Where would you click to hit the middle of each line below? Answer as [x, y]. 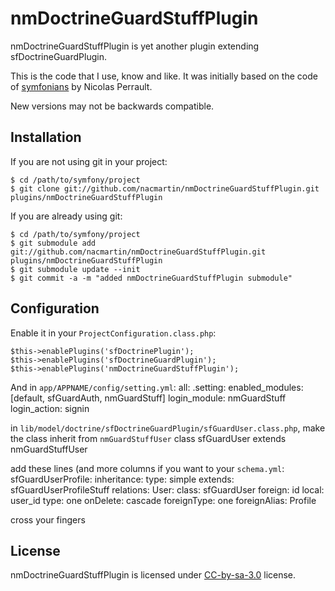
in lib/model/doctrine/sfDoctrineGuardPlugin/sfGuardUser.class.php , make [168, 428]
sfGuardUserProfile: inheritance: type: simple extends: [122, 479]
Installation [46, 137]
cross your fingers [48, 519]
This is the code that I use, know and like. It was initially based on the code [164, 76]
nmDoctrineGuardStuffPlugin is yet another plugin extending [135, 46]
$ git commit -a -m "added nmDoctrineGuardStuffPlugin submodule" [151, 278]
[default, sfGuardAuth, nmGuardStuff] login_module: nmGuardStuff [148, 398]
